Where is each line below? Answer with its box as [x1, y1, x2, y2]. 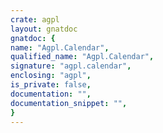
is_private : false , [10, 80, 92, 90]
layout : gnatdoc [10, 24, 78, 34]
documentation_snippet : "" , [10, 98, 128, 108]
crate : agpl [10, 14, 60, 25]
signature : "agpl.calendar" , [10, 61, 132, 71]
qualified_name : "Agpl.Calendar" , [10, 52, 155, 62]
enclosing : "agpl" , [10, 71, 92, 81]
